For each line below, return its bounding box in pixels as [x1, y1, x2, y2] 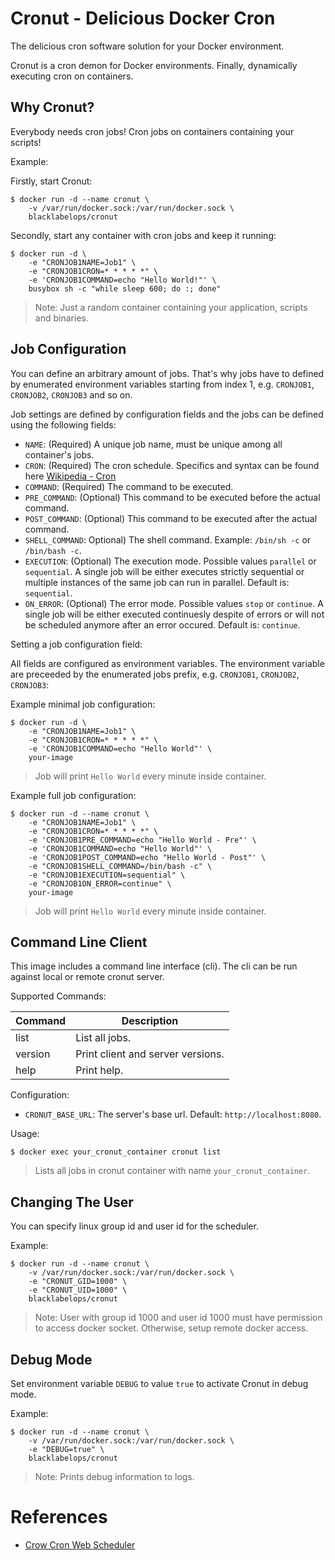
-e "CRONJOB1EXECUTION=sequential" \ [28, 870, 186, 880]
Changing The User [10, 1193, 134, 1211]
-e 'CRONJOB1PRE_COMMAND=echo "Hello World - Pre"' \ [28, 835, 257, 845]
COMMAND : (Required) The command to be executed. [24, 480, 234, 492]
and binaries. [34, 312, 89, 324]
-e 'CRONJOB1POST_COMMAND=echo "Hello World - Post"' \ [28, 852, 267, 862]
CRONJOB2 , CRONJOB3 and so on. [10, 388, 133, 401]
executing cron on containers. [10, 70, 134, 82]
